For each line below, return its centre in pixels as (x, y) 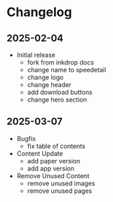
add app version (51, 168)
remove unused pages (60, 191)
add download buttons (60, 92)
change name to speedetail (67, 70)
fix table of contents (56, 146)
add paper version (54, 161)
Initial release (36, 55)
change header (49, 85)
